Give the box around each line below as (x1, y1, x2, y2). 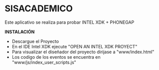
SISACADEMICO (4, 3, 73, 14)
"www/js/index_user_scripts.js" (11, 59, 77, 65)
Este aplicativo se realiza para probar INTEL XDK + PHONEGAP (4, 19, 135, 25)
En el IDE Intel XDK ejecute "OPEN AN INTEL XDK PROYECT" (11, 43, 138, 49)
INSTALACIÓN (4, 29, 35, 35)
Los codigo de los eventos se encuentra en (11, 54, 101, 60)
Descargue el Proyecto (11, 38, 59, 44)
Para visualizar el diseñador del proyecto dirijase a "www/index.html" (11, 49, 155, 55)
